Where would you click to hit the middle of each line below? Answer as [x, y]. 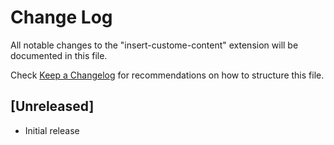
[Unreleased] [52, 106]
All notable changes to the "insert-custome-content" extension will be [154, 45]
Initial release [52, 130]
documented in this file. [59, 55]
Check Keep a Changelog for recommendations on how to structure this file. [167, 75]
